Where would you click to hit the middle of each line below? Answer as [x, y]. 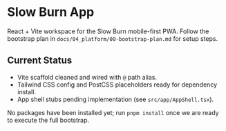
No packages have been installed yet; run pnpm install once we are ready [113, 112]
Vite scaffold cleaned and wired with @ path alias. [87, 77]
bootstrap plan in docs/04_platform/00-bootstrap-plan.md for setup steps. [113, 38]
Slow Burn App [51, 12]
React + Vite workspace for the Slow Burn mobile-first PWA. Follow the [108, 31]
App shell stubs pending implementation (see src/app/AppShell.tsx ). [115, 99]
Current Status [40, 61]
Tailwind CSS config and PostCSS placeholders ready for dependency [117, 85]
